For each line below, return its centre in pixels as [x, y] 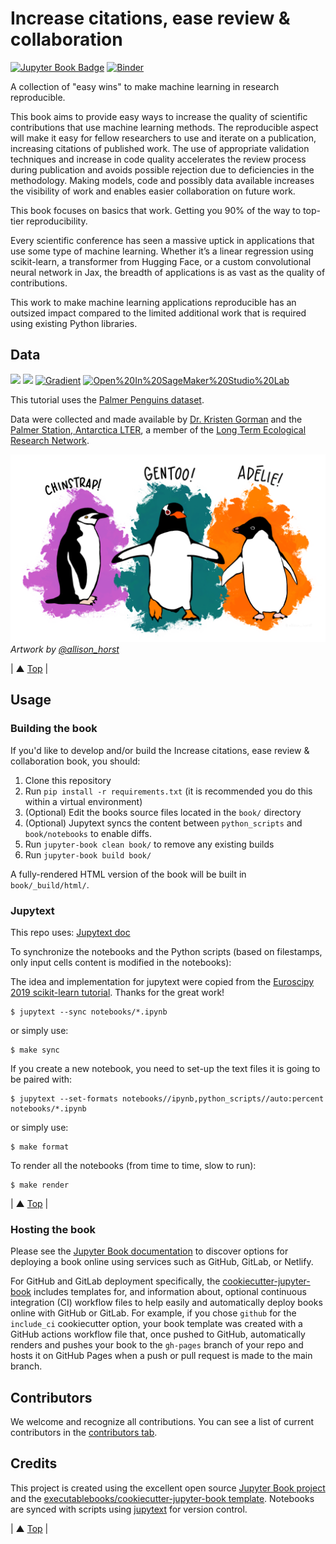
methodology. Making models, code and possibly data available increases [162, 180]
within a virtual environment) [83, 801]
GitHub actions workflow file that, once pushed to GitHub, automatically [158, 1334]
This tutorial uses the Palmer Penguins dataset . [107, 399]
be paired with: [41, 1079]
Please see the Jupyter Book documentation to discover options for [149, 1251]
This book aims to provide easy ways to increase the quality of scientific [159, 116]
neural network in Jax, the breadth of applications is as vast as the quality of [168, 272]
